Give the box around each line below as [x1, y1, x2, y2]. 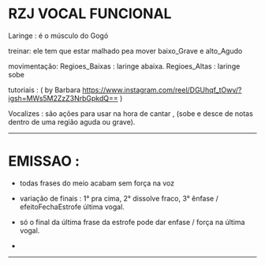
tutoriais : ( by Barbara [8, 84, 81, 95]
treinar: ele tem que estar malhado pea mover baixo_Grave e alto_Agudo [8, 46, 243, 55]
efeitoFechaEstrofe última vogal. [19, 202, 125, 212]
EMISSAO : [8, 152, 80, 170]
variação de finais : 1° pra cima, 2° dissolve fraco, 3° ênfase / [19, 193, 219, 203]
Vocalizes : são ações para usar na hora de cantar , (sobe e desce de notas [8, 108, 254, 118]
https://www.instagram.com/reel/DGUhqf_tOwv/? [82, 84, 242, 95]
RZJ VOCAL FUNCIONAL [8, 5, 172, 23]
